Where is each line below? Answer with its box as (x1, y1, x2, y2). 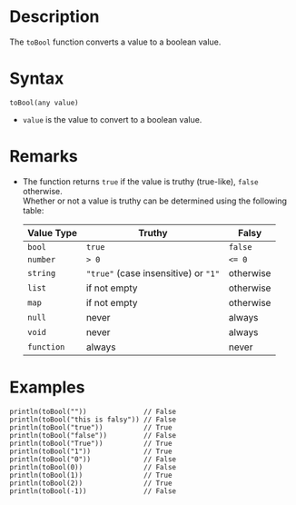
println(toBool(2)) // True (9, 479, 173, 488)
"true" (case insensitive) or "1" (85, 266, 221, 279)
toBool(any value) (9, 98, 79, 107)
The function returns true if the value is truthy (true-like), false (22, 175, 259, 187)
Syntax (9, 68, 64, 89)
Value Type (26, 226, 78, 239)
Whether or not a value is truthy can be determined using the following (22, 195, 288, 206)
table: (22, 204, 44, 215)
